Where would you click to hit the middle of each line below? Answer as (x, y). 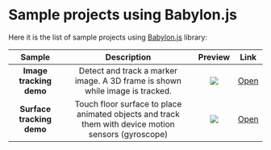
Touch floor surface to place (128, 104)
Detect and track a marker (128, 70)
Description (128, 56)
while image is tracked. (128, 90)
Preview (214, 56)
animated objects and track (128, 114)
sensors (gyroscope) (128, 134)
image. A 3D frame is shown (128, 81)
